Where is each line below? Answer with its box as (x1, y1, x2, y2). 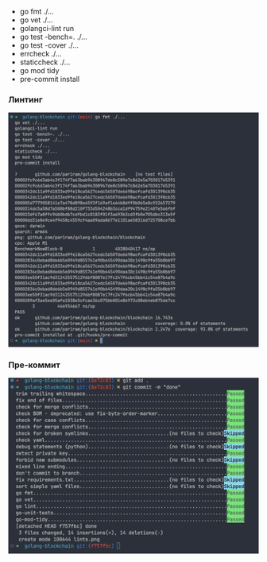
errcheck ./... (19, 49, 62, 58)
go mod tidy (19, 66, 60, 75)
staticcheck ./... (19, 57, 71, 67)
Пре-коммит (8, 359, 61, 370)
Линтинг (8, 94, 43, 105)
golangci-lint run (19, 24, 75, 33)
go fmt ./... (19, 7, 54, 16)
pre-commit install (19, 75, 80, 83)
